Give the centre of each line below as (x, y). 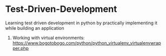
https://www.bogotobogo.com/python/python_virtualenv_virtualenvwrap (87, 43)
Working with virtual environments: (48, 38)
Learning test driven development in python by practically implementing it (81, 23)
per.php (21, 48)
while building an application (35, 28)
